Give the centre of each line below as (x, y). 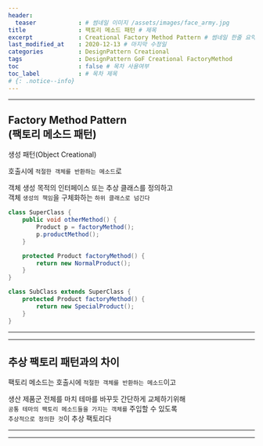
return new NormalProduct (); (84, 263)
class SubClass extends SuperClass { (70, 292)
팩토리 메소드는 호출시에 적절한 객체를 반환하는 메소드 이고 (92, 383)
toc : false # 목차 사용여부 (79, 67)
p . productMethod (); (68, 234)
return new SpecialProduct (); (85, 306)
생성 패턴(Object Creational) (52, 154)
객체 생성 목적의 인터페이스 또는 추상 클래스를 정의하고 (91, 188)
